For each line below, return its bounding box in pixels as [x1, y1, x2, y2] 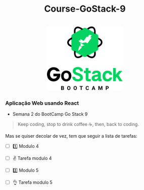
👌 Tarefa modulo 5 [12, 179, 53, 185]
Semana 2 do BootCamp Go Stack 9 [12, 111, 88, 117]
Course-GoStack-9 [44, 3, 126, 15]
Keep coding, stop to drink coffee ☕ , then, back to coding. [17, 121, 139, 128]
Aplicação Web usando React [5, 100, 79, 107]
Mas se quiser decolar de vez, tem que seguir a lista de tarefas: [5, 133, 137, 139]
